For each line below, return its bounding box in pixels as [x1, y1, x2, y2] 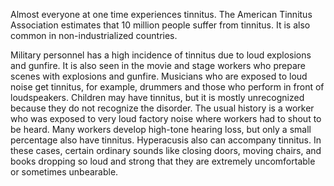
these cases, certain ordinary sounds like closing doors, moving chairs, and [10, 145, 322, 156]
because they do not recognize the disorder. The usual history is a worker [10, 102, 315, 114]
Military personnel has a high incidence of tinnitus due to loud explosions [10, 49, 312, 61]
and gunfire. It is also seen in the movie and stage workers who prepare [10, 60, 306, 71]
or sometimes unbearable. [10, 166, 119, 178]
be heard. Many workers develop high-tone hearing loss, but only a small [10, 124, 312, 135]
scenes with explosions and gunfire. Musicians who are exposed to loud [10, 70, 308, 82]
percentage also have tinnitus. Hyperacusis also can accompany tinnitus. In [10, 134, 322, 146]
